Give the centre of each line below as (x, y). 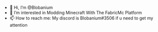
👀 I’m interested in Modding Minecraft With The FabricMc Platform (76, 13)
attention (18, 25)
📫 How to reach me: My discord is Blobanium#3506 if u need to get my (81, 18)
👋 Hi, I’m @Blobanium (31, 8)
